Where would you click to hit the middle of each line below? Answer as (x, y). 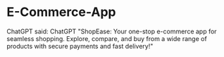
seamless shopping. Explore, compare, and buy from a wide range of (107, 38)
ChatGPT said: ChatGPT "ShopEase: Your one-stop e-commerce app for (112, 31)
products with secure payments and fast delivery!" (80, 46)
